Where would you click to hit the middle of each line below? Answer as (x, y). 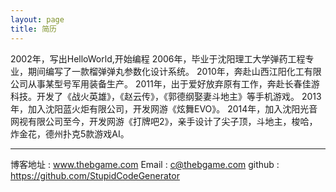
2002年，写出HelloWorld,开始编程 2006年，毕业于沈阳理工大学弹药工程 (158, 58)
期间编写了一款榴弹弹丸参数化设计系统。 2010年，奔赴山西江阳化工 (166, 71)
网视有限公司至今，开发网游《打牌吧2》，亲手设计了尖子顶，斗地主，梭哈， (164, 121)
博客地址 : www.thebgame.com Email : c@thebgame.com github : (145, 164)
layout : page (37, 19)
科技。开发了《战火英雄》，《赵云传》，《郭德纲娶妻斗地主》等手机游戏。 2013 (166, 96)
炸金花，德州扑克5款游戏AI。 (70, 133)
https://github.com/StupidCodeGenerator (95, 175)
